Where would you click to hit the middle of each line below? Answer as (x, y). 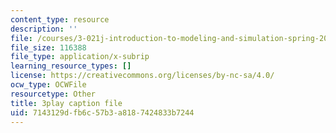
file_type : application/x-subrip (80, 57)
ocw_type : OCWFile (48, 85)
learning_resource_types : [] (71, 66)
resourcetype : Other (53, 94)
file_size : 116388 (48, 47)
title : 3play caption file (66, 103)
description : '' (44, 29)
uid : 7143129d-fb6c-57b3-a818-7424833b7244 (102, 112)
